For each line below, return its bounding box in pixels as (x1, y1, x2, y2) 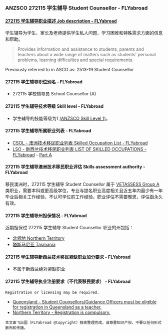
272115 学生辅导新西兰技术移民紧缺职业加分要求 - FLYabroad (5, 254, 131, 260)
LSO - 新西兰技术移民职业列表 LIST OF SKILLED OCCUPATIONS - (12, 146, 146, 152)
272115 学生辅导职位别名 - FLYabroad (5, 79, 82, 85)
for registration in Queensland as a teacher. (12, 304, 102, 310)
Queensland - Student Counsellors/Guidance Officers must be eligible (12, 298, 156, 304)
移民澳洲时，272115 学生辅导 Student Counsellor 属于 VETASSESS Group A (5, 181, 160, 187)
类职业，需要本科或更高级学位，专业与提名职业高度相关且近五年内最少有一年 (5, 187, 163, 194)
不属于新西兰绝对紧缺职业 (12, 266, 65, 272)
